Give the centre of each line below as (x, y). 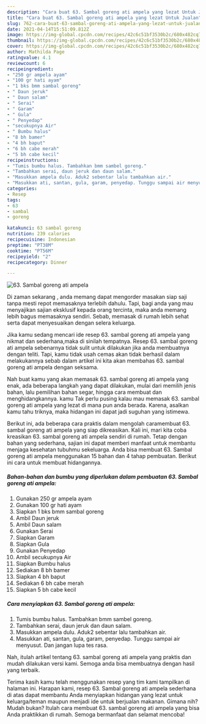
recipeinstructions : (33, 160)
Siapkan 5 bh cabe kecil (46, 590)
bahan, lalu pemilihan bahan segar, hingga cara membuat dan (85, 392)
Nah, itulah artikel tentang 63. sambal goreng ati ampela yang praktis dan (99, 657)
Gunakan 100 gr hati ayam (49, 505)
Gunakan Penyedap (41, 551)
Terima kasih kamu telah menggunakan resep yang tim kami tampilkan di (98, 682)
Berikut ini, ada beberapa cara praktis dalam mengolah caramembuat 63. (99, 424)
